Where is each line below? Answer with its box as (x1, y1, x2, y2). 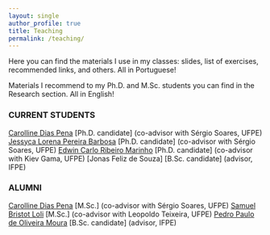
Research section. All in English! (8, 90, 114, 99)
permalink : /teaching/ (8, 34, 85, 43)
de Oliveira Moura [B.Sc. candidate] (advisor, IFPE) (8, 217, 177, 227)
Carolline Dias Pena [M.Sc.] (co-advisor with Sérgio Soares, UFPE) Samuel (8, 200, 256, 210)
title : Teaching (8, 27, 63, 35)
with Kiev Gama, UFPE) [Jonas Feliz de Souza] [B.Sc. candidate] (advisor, (8, 153, 253, 163)
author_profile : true (8, 19, 81, 27)
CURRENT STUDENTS (8, 110, 96, 121)
